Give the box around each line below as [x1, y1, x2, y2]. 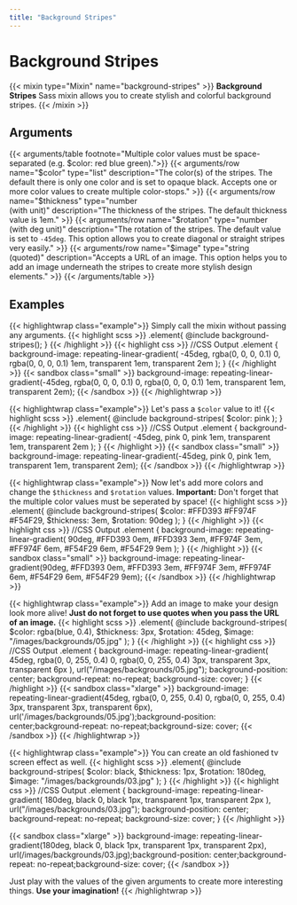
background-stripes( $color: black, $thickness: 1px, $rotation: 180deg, [9, 767, 267, 777]
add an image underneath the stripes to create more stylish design [9, 262, 253, 272]
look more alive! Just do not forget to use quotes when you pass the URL [9, 608, 279, 618]
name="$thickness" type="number [9, 196, 137, 207]
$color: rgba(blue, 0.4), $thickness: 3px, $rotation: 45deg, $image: [9, 626, 254, 637]
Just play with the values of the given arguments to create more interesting [9, 876, 284, 887]
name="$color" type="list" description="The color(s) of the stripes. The [9, 168, 273, 178]
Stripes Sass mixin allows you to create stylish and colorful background [9, 90, 272, 100]
